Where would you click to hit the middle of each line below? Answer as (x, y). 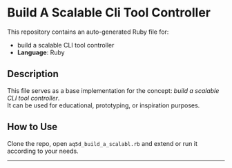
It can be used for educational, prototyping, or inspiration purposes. (104, 105)
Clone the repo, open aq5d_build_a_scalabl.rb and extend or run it (103, 143)
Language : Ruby (41, 52)
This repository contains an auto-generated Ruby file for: (88, 32)
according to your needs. (43, 151)
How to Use (32, 127)
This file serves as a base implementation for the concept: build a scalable (113, 90)
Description (33, 74)
